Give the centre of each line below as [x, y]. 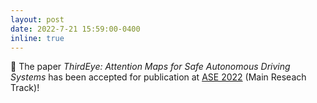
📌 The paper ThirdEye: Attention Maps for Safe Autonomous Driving [150, 67]
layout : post [37, 19]
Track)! [25, 88]
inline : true [37, 38]
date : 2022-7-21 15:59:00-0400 [75, 29]
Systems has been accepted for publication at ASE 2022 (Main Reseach [158, 77]
